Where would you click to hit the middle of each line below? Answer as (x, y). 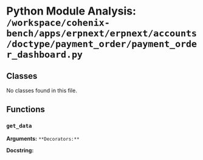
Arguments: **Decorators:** (43, 138)
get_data (19, 126)
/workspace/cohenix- (58, 23)
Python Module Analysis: (71, 11)
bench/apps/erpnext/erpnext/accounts (102, 34)
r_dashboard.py (45, 55)
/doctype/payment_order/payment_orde (102, 44)
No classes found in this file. (42, 90)
